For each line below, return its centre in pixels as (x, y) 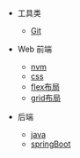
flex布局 (45, 87)
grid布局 (46, 98)
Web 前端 (35, 49)
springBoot (51, 144)
